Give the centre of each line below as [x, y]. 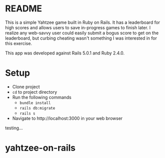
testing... [14, 128]
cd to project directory [35, 92]
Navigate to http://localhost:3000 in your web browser [67, 118]
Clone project [26, 87]
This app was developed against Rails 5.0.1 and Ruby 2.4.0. [65, 53]
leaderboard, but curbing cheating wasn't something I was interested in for [81, 38]
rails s [27, 113]
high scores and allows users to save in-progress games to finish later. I [78, 27]
